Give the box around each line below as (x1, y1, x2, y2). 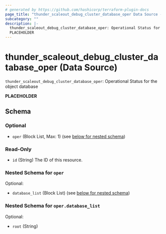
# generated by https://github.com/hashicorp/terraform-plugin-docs (5, 7, 149, 12)
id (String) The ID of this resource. (12, 156, 83, 163)
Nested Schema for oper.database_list (5, 202, 100, 209)
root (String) (12, 223, 38, 229)
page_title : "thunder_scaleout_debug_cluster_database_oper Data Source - (5, 12, 163, 17)
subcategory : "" (5, 16, 39, 21)
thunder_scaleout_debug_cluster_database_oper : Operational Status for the (5, 78, 158, 84)
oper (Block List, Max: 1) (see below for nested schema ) (12, 133, 125, 139)
